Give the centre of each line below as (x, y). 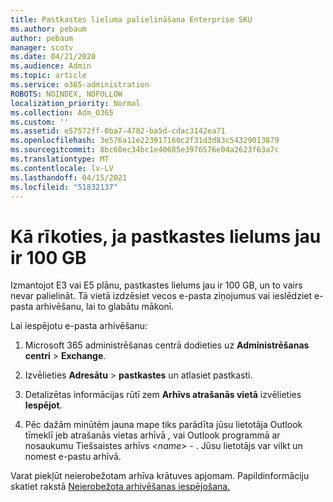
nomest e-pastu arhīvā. (73, 457)
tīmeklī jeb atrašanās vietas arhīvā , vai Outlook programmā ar (152, 435)
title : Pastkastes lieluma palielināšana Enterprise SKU (131, 19)
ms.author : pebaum (48, 29)
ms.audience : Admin (51, 66)
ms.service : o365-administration (80, 85)
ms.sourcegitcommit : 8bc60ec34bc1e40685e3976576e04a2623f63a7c (145, 150)
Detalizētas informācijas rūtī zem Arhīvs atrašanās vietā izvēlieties (163, 395)
